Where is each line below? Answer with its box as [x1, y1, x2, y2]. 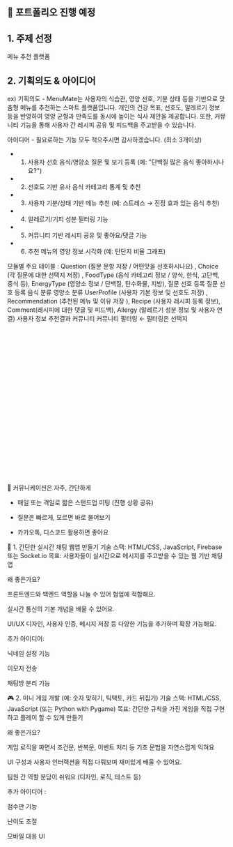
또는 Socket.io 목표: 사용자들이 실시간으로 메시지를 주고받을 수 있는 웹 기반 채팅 [7, 552, 223, 560]
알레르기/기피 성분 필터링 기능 [27, 215, 109, 223]
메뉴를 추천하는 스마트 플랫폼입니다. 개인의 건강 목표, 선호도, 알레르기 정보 [19, 103, 220, 112]
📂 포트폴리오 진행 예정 [7, 6, 96, 19]
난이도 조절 [7, 817, 38, 825]
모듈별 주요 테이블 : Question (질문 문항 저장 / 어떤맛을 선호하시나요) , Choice [7, 262, 219, 271]
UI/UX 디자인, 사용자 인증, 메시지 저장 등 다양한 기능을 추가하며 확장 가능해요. [7, 620, 217, 628]
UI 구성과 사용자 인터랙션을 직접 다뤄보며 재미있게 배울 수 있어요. [7, 758, 182, 766]
